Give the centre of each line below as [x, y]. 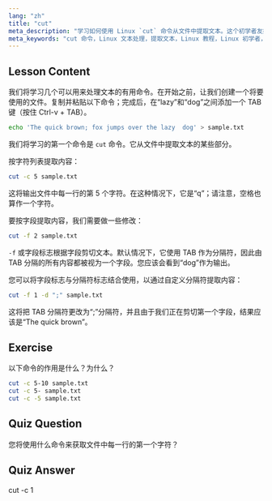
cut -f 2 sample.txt [43, 236]
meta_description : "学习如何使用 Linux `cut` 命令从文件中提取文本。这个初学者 [133, 31]
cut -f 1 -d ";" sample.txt [56, 295]
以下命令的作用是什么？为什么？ [62, 368]
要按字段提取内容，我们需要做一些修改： [76, 221]
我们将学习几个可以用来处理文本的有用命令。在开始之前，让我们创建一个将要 [136, 92]
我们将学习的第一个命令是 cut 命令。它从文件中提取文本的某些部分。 [122, 143]
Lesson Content [49, 71]
